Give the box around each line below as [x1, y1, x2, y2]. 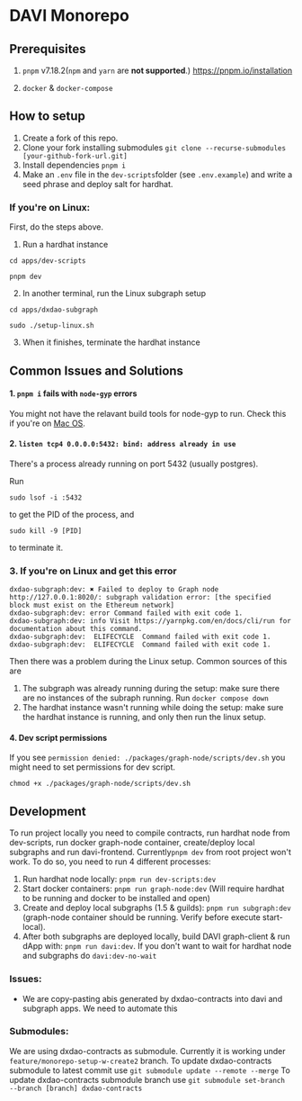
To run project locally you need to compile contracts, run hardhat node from [9, 827, 290, 838]
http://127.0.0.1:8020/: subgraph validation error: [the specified [9, 593, 271, 602]
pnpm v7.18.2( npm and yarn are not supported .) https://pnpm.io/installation [22, 65, 293, 76]
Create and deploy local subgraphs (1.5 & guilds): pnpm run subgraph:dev [22, 902, 292, 914]
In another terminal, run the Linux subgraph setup [22, 288, 207, 299]
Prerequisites [9, 41, 86, 57]
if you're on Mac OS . [9, 418, 85, 429]
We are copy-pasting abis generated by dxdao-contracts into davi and [22, 993, 283, 1004]
